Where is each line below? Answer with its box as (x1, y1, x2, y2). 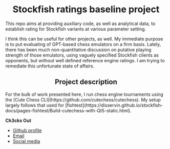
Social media (12, 138, 40, 144)
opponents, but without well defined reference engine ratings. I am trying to (5, 57, 165, 63)
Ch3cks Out (5, 117, 32, 123)
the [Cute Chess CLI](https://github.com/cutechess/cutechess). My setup (5, 96, 161, 103)
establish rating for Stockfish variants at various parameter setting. (5, 26, 146, 32)
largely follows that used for (5, 102, 65, 108)
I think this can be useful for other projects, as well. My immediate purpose (5, 36, 163, 42)
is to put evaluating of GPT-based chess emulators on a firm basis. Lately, (5, 41, 161, 47)
